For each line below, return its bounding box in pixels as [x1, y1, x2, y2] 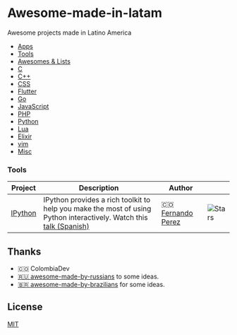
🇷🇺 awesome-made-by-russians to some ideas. [17, 272, 159, 281]
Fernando [161, 208, 193, 218]
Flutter [17, 87, 37, 95]
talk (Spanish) [43, 221, 90, 231]
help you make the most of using [43, 204, 152, 213]
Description [78, 183, 119, 193]
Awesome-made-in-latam [7, 5, 162, 21]
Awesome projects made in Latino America [7, 28, 132, 37]
